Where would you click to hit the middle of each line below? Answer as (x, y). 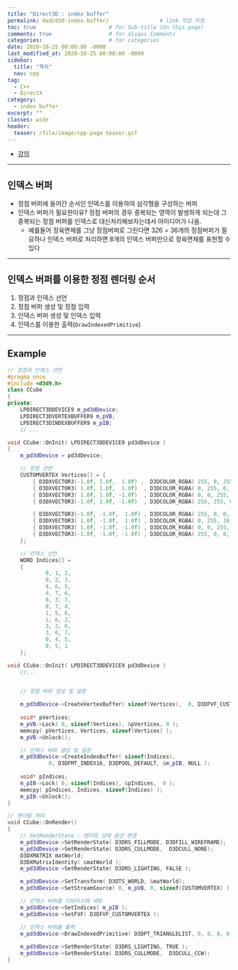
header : (19, 126)
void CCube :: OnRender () (42, 823)
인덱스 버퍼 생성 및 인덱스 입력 (59, 316)
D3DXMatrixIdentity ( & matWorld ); (71, 862)
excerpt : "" (25, 113)
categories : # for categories (84, 41)
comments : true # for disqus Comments (91, 34)
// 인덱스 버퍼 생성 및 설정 (56, 750)
